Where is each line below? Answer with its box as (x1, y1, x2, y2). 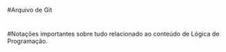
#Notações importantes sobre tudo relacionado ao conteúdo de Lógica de (7, 30, 220, 38)
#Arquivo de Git (7, 6, 52, 14)
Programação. (7, 37, 48, 45)
